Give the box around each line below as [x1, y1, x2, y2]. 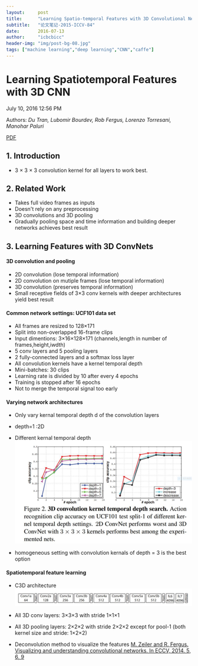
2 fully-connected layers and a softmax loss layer [14, 354, 134, 361]
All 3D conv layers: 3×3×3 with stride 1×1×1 [14, 612, 120, 619]
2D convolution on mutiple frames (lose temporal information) [14, 277, 165, 284]
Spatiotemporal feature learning [6, 569, 87, 576]
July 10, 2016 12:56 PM [6, 105, 62, 112]
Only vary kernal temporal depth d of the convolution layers [14, 412, 160, 419]
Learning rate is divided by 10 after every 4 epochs [14, 373, 138, 380]
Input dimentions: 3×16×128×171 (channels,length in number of [14, 335, 167, 342]
